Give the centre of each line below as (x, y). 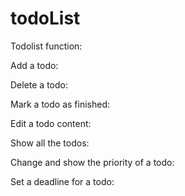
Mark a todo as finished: (60, 104)
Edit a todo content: (51, 123)
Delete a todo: (39, 84)
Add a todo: (34, 65)
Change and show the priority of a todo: (92, 162)
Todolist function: (46, 46)
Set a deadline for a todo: (62, 181)
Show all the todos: (50, 143)
